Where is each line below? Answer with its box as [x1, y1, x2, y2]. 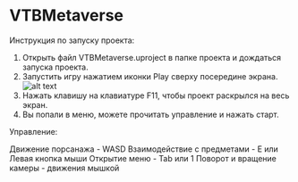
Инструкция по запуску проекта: [9, 35, 135, 45]
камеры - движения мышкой [9, 162, 120, 173]
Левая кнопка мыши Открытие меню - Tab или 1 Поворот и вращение [9, 153, 277, 163]
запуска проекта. [21, 62, 89, 72]
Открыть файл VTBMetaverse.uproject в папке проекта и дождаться [21, 52, 282, 62]
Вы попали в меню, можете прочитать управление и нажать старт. [21, 109, 279, 120]
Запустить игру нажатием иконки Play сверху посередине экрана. [21, 70, 278, 81]
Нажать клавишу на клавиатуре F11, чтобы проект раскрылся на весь [21, 90, 290, 101]
